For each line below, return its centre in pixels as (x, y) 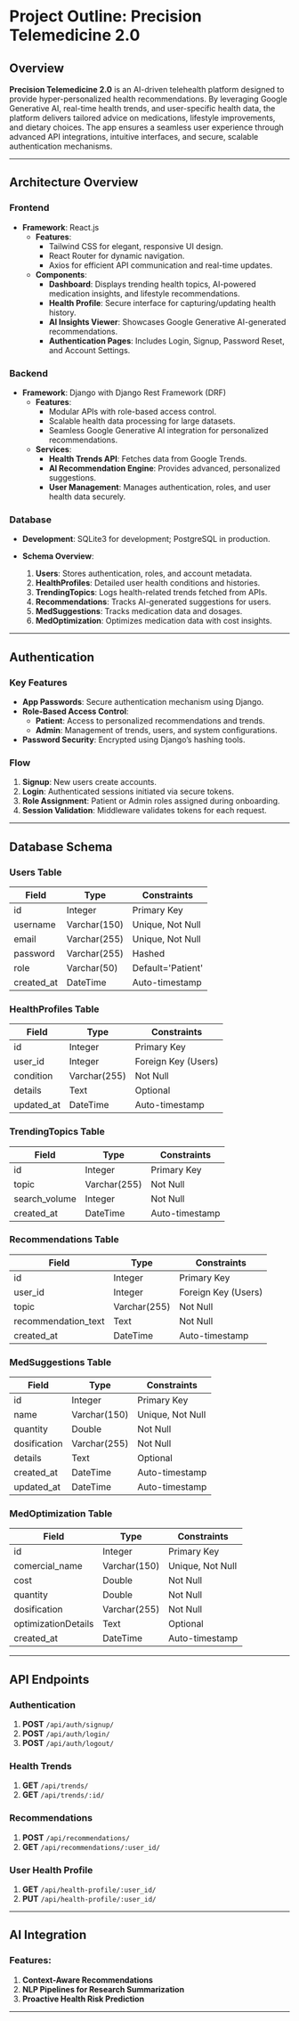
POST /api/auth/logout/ (68, 1743)
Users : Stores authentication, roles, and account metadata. (144, 574)
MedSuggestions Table (61, 1362)
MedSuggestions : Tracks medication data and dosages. (139, 611)
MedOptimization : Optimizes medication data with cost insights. (154, 621)
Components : (61, 274)
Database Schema (61, 847)
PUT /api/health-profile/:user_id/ (89, 1899)
